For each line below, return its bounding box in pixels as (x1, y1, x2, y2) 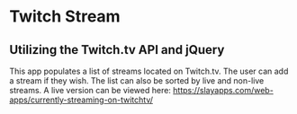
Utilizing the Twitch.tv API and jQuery (9, 42, 225, 57)
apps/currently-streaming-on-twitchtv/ (9, 94, 154, 105)
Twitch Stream (9, 6, 121, 27)
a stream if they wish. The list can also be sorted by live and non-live (9, 75, 265, 86)
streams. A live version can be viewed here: (9, 85, 171, 95)
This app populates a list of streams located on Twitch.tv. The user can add (9, 66, 289, 76)
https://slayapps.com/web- (172, 85, 274, 95)
